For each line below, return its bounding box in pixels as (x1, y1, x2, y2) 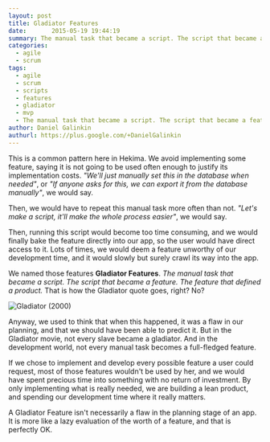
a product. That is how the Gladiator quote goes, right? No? (8, 285, 205, 295)
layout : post (8, 11, 52, 20)
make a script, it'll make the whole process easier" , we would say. (8, 211, 227, 221)
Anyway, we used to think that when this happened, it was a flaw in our (8, 317, 243, 326)
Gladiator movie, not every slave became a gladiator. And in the (8, 334, 219, 343)
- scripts (15, 86, 48, 95)
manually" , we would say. (8, 187, 94, 197)
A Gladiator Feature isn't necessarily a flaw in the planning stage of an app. (8, 407, 257, 417)
